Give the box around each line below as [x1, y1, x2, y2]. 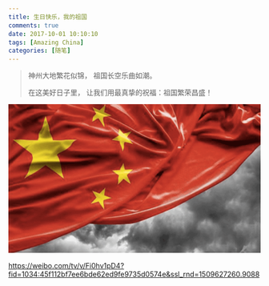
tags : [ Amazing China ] [8, 38, 84, 46]
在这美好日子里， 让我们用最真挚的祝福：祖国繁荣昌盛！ [27, 88, 213, 98]
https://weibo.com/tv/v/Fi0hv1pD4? [8, 261, 125, 271]
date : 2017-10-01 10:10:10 [8, 30, 98, 38]
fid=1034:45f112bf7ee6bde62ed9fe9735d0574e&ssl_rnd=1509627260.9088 [8, 269, 260, 280]
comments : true [8, 21, 59, 30]
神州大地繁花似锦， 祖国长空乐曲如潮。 [27, 70, 157, 80]
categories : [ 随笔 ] [8, 46, 71, 55]
